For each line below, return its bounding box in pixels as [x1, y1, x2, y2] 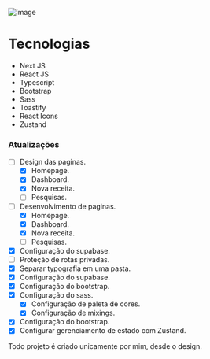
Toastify [19, 102, 46, 112]
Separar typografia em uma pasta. [19, 264, 131, 273]
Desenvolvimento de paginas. [19, 202, 116, 211]
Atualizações [8, 139, 60, 150]
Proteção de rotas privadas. [19, 254, 110, 264]
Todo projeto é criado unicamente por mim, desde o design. [8, 342, 203, 351]
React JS [19, 69, 50, 79]
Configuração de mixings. [31, 308, 116, 318]
